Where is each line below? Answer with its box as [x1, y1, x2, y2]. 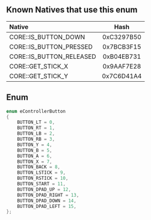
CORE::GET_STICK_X [9, 62, 69, 70]
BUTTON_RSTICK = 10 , [17, 176, 69, 182]
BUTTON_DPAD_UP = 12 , [17, 186, 71, 192]
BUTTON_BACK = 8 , [17, 164, 61, 170]
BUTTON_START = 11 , [17, 181, 66, 187]
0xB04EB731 [102, 52, 141, 61]
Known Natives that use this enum [6, 5, 138, 15]
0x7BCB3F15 [102, 42, 141, 50]
